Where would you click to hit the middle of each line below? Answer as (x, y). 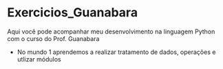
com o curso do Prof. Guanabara (53, 38)
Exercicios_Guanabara (73, 13)
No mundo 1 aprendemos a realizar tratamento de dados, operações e (116, 52)
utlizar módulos (39, 59)
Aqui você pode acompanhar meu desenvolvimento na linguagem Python (111, 31)
